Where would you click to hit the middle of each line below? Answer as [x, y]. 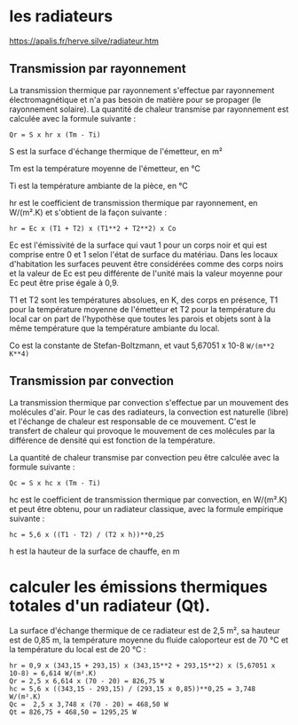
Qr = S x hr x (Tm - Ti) [55, 135]
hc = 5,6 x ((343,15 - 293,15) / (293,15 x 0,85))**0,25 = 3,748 [132, 689]
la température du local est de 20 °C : [78, 649]
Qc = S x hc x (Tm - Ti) [55, 483]
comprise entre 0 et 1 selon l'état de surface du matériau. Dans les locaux [144, 254]
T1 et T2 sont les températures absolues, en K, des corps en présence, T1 [144, 300]
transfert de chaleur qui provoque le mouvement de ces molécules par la [142, 430]
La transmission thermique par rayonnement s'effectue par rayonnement [142, 90]
